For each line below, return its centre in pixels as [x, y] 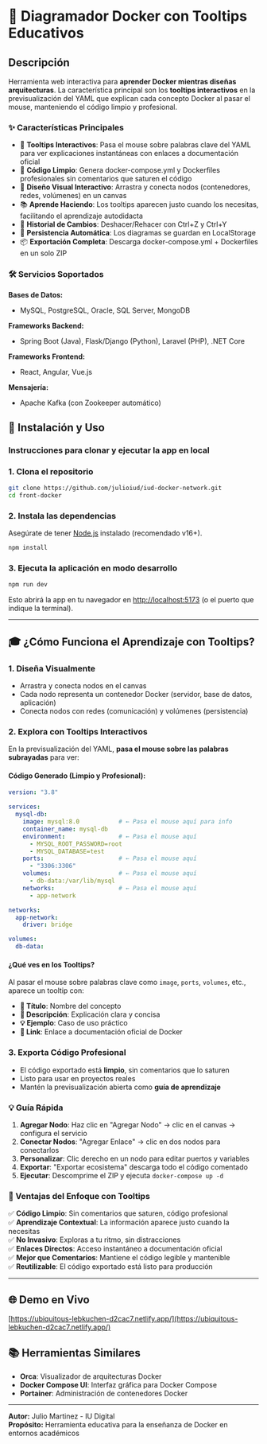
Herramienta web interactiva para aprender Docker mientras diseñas [122, 82]
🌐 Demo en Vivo [49, 1300]
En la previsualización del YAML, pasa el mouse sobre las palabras [118, 749]
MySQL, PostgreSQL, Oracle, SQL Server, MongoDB [105, 310]
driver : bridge [48, 925]
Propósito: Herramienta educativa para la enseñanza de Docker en [118, 1424]
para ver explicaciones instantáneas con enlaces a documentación [129, 154]
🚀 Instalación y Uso [56, 428]
